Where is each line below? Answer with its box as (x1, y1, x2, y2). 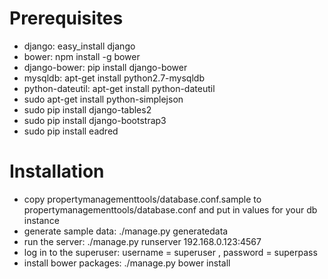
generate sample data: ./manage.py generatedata (23, 225, 229, 237)
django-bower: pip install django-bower (23, 61, 188, 73)
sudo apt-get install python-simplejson (23, 93, 184, 105)
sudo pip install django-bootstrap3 (23, 114, 167, 126)
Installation (9, 160, 105, 183)
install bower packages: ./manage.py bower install (23, 257, 231, 269)
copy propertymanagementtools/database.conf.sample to (23, 193, 262, 205)
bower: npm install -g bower (23, 50, 141, 62)
